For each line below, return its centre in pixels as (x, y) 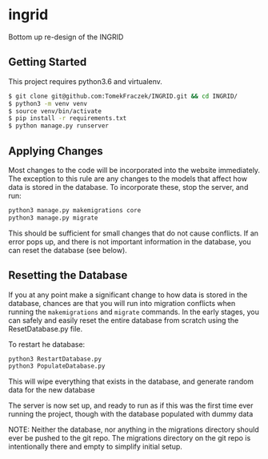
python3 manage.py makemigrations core (75, 210)
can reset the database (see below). (68, 250)
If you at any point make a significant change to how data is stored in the (128, 295)
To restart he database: (47, 344)
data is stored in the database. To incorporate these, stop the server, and (128, 187)
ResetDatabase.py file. (45, 328)
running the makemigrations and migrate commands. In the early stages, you (134, 312)
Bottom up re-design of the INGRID (66, 37)
